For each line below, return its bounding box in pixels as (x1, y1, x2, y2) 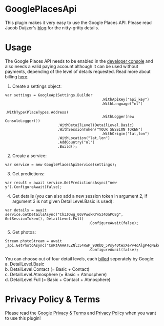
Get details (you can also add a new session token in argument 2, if (12, 193, 147, 199)
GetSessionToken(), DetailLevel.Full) (5, 216, 84, 221)
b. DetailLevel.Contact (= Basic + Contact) (5, 266, 90, 272)
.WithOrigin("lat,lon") (101, 131, 150, 136)
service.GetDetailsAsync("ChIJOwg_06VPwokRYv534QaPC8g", (5, 212, 123, 217)
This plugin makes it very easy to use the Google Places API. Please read (5, 20, 152, 25)
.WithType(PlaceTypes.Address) (5, 110, 69, 115)
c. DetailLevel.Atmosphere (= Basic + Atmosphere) (5, 271, 107, 277)
